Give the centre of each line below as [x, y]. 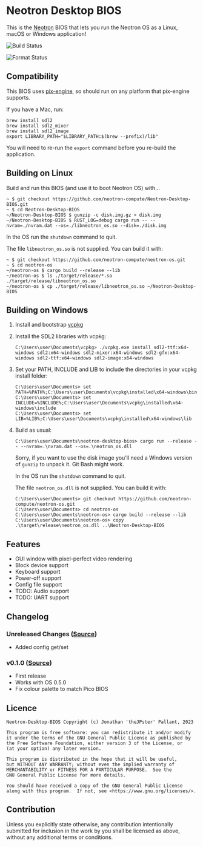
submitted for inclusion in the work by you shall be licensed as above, [93, 831]
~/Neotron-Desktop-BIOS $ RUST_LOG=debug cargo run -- [77, 220]
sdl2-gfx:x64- [163, 353]
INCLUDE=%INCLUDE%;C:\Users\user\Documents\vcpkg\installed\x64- [99, 403]
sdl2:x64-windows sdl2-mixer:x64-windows [90, 353]
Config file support [38, 585]
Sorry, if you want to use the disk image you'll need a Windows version [104, 458]
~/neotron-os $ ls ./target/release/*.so [59, 276]
